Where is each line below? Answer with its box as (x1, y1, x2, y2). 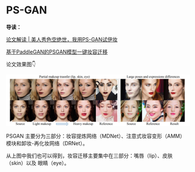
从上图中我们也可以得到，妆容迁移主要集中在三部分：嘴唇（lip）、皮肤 (6, 152, 173, 159)
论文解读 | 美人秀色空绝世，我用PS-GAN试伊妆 (6, 36, 118, 43)
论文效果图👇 (6, 61, 36, 68)
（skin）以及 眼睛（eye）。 (6, 160, 70, 167)
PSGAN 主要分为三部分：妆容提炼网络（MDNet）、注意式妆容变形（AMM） (6, 132, 186, 140)
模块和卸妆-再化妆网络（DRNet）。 (6, 140, 88, 147)
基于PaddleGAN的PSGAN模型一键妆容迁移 (6, 48, 108, 55)
